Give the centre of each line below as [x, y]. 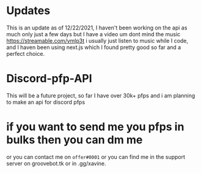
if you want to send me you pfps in [95, 127]
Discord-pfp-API [49, 79]
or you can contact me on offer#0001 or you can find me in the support [96, 156]
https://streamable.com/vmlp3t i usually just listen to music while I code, [97, 40]
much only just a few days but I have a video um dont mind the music [93, 34]
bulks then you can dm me [75, 140]
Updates [28, 11]
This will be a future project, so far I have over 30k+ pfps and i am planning [101, 95]
